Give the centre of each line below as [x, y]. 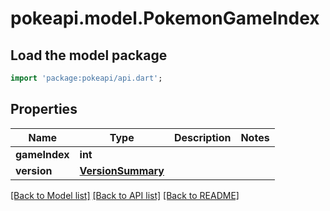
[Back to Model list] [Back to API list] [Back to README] [125, 195]
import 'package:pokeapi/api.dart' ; [86, 78]
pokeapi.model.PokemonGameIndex [165, 18]
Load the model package [89, 55]
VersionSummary [122, 170]
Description [202, 137]
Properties [44, 109]
